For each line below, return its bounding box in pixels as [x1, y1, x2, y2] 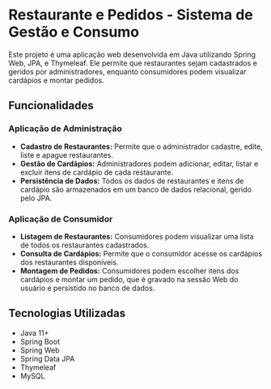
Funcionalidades [8, 99, 95, 112]
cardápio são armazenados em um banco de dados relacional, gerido [19, 184, 252, 194]
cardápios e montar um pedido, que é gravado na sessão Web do [19, 274, 239, 284]
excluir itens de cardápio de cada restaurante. [19, 167, 174, 177]
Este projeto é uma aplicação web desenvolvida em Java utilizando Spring [8, 49, 256, 59]
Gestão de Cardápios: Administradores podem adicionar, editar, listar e [19, 159, 259, 168]
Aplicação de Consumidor [8, 213, 113, 224]
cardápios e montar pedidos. [8, 75, 104, 85]
